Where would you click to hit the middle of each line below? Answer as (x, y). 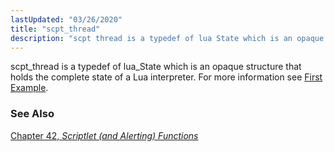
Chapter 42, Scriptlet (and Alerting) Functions (104, 135)
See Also (32, 114)
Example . (29, 88)
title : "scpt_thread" (55, 29)
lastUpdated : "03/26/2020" (66, 19)
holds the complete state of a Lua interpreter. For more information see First (166, 77)
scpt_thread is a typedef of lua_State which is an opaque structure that (156, 67)
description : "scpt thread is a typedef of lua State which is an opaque (167, 38)
